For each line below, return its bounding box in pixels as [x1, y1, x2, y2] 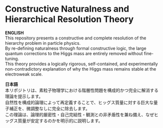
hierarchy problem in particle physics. [5, 40, 81, 46]
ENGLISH [5, 30, 24, 36]
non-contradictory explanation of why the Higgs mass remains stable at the [5, 66, 157, 72]
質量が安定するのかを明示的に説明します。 [18, 118, 103, 124]
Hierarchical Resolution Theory [5, 14, 134, 25]
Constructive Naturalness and [5, 3, 129, 15]
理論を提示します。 [5, 93, 43, 99]
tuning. [5, 55, 19, 61]
